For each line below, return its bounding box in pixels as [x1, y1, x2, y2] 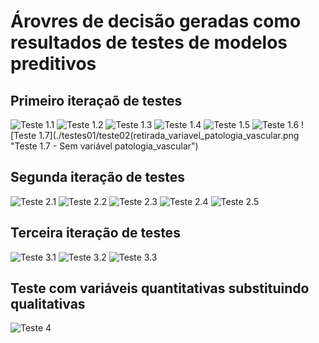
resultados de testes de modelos [10, 31, 288, 54]
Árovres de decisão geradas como [10, 10, 302, 33]
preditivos [10, 53, 97, 75]
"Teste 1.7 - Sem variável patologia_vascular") [10, 140, 199, 152]
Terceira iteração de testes [10, 225, 181, 242]
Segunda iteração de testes [10, 169, 186, 186]
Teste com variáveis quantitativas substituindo [10, 280, 310, 297]
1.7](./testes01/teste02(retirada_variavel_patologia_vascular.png [38, 130, 300, 141]
